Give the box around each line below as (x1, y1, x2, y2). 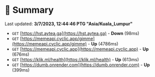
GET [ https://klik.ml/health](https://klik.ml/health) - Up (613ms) (11, 56, 139, 62)
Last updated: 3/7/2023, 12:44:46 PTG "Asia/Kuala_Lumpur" (4, 21, 133, 27)
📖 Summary (4, 4, 54, 16)
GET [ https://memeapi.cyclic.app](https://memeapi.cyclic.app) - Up (11, 46, 149, 52)
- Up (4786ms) (88, 40, 119, 46)
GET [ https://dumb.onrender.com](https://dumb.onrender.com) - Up (11, 62, 150, 68)
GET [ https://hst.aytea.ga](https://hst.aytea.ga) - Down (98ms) (11, 30, 140, 36)
